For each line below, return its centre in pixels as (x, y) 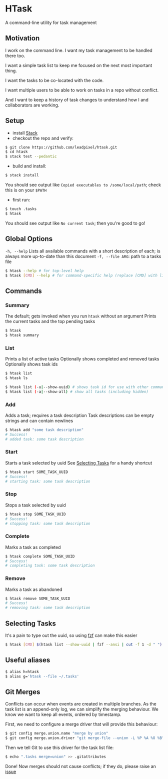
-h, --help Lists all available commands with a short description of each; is (83, 251)
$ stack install (22, 175)
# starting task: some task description (48, 481)
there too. (15, 55)
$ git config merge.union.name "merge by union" (57, 733)
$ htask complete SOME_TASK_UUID (40, 556)
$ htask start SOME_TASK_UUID (37, 472)
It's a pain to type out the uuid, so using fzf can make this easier (71, 635)
